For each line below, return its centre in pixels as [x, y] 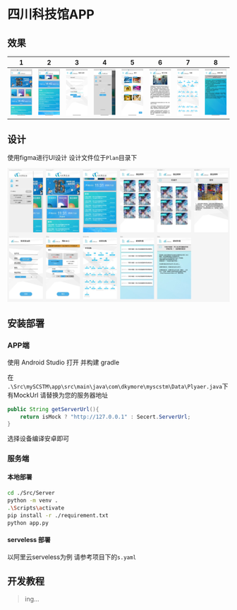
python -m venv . [33, 501]
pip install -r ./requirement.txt [58, 516]
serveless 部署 [29, 540]
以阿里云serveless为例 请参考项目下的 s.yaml [72, 557]
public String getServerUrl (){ [53, 409]
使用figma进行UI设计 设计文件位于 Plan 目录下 [72, 158]
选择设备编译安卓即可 [38, 439]
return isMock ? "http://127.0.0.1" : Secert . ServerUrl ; [105, 417]
